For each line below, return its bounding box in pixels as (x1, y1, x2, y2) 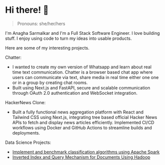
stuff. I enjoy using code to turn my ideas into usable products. (5, 35, 132, 41)
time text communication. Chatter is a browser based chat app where (12, 69, 153, 75)
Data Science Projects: (5, 139, 52, 145)
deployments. (12, 130, 40, 136)
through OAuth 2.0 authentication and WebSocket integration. (12, 90, 138, 96)
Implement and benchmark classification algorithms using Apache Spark (12, 149, 160, 155)
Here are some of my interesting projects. (5, 45, 90, 51)
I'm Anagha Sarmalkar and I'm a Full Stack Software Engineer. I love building (5, 30, 160, 36)
